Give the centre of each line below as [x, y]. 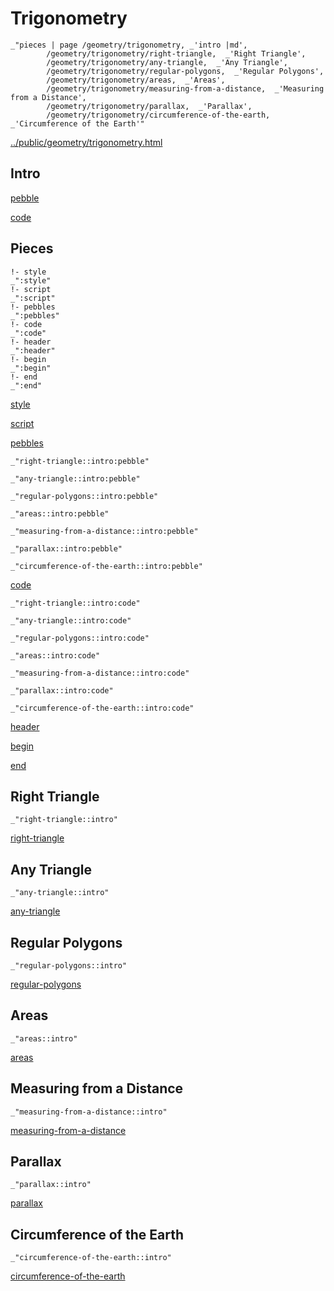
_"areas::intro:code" [55, 655]
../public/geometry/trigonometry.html [86, 142]
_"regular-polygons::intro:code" [80, 638]
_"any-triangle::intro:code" [71, 620]
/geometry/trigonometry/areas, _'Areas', [136, 80]
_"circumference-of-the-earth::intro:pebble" [106, 566]
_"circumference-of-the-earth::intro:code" [102, 708]
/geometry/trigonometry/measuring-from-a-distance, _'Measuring [185, 88]
